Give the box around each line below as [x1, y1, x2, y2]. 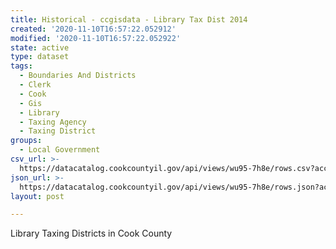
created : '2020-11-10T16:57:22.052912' [10, 24, 177, 34]
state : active [10, 42, 70, 53]
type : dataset [10, 52, 70, 62]
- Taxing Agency [19, 117, 87, 127]
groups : [10, 136, 43, 146]
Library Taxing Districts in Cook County [10, 227, 173, 240]
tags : [10, 61, 33, 71]
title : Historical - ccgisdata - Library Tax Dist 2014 [10, 14, 248, 25]
